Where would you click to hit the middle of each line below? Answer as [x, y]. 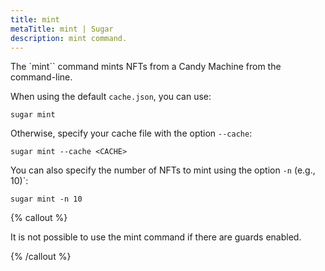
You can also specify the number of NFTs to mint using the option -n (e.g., [163, 170]
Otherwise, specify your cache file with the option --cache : [131, 133]
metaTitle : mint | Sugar [62, 29]
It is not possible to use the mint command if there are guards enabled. [156, 237]
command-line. [41, 77]
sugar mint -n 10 [46, 199]
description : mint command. [69, 38]
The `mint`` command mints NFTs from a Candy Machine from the [146, 67]
